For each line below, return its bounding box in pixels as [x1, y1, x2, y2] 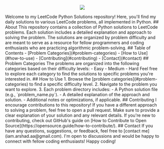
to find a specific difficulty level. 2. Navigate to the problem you [29, 81, 158, 87]
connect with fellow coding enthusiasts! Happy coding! [5, 138, 116, 144]
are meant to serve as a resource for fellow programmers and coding [5, 40, 144, 45]
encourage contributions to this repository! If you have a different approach [5, 102, 157, 107]
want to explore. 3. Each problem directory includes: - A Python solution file [5, 86, 158, 92]
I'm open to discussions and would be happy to [64, 133, 160, 139]
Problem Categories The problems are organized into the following [5, 61, 140, 66]
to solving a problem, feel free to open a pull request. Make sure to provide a [5, 107, 160, 113]
